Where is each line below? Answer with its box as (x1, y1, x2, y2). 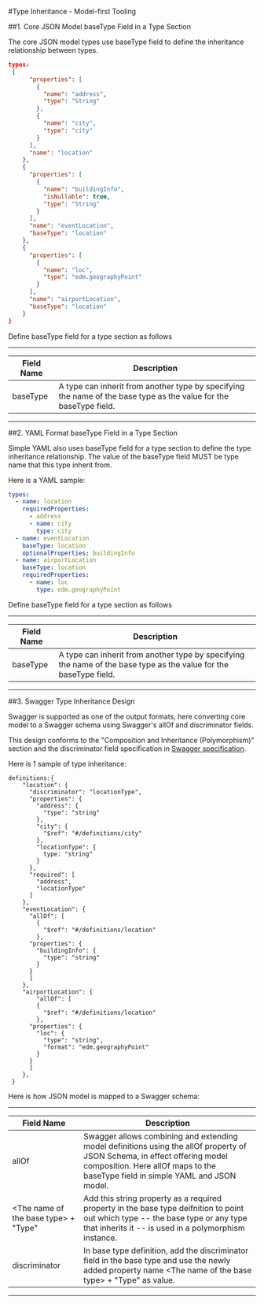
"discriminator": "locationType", (28, 788, 143, 796)
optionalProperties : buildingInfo (22, 549, 135, 557)
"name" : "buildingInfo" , (42, 185, 125, 193)
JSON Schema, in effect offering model (83, 1150, 228, 1161)
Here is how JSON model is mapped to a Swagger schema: (8, 1091, 200, 1101)
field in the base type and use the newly (83, 1254, 231, 1265)
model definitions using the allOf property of (83, 1140, 247, 1151)
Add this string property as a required (83, 1193, 222, 1204)
